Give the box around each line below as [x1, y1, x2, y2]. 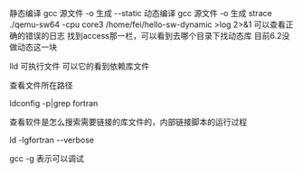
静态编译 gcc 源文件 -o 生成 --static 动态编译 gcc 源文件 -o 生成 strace [9, 8, 273, 18]
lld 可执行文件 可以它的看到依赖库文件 [9, 61, 150, 71]
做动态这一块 [9, 41, 57, 52]
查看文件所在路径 [9, 80, 73, 90]
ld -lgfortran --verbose [9, 134, 95, 145]
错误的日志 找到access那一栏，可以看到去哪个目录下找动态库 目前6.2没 [24, 31, 290, 41]
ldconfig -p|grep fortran [9, 98, 99, 108]
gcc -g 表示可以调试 [9, 153, 84, 164]
